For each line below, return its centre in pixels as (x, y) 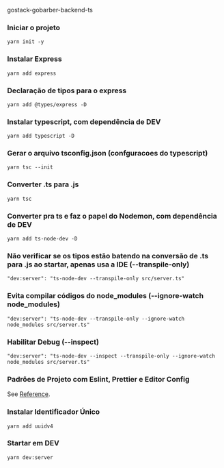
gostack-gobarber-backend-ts (50, 10)
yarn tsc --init (30, 167)
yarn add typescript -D (41, 136)
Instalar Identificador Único (54, 412)
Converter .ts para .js (43, 184)
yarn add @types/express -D (47, 104)
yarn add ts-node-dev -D (42, 239)
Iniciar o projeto (33, 27)
